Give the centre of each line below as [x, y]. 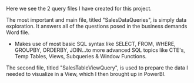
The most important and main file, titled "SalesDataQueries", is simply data [96, 20]
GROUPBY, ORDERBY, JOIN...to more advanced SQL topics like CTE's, [100, 50]
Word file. [18, 32]
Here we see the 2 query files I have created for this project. [79, 9]
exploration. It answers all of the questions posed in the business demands [97, 26]
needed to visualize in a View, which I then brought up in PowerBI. [86, 74]
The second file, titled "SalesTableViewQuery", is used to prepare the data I [97, 68]
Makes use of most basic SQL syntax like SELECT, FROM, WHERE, [95, 44]
